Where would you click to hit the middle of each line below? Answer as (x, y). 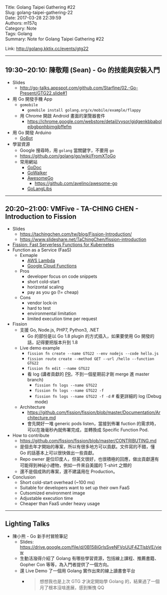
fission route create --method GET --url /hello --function (91, 359)
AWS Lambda (41, 260)
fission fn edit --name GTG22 (58, 368)
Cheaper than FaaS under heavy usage (60, 503)
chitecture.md (42, 417)
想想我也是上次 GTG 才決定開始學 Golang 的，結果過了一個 (100, 582)
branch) (35, 379)
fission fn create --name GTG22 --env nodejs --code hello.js (93, 354)
